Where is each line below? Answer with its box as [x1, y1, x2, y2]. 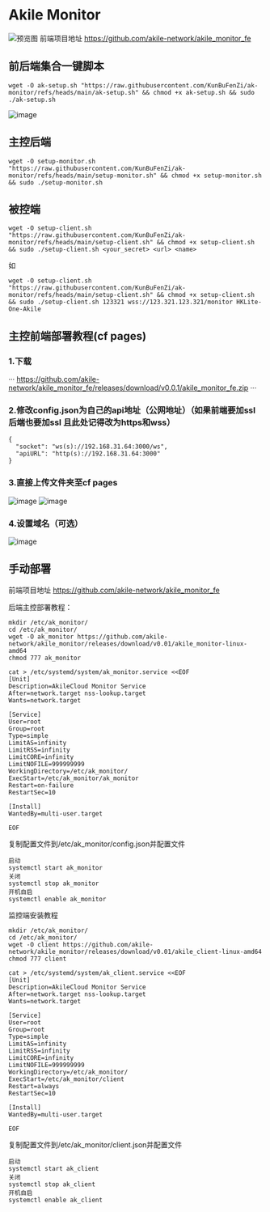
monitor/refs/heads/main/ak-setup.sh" [8, 88, 139, 96]
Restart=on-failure [8, 781, 74, 790]
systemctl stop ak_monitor [8, 879, 99, 888]
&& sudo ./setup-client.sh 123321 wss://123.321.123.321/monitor [8, 298, 233, 307]
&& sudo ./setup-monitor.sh [8, 178, 103, 187]
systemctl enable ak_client [8, 1196, 103, 1204]
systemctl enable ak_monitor [8, 895, 107, 903]
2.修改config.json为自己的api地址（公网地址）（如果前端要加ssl [8, 405, 256, 416]
